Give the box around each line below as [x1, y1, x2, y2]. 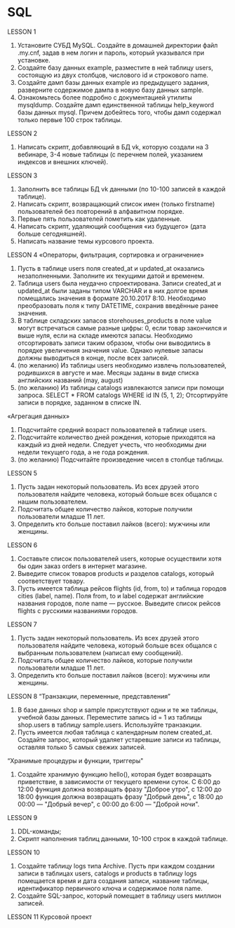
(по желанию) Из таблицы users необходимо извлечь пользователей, [17, 361, 227, 369]
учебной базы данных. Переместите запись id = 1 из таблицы [17, 713, 202, 721]
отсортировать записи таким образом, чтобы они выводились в [17, 338, 211, 347]
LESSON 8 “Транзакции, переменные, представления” [7, 692, 170, 700]
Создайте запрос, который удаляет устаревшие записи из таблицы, [17, 735, 221, 744]
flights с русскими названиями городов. [17, 606, 138, 614]
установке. [17, 55, 51, 64]
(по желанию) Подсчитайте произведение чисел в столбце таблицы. [17, 455, 224, 464]
